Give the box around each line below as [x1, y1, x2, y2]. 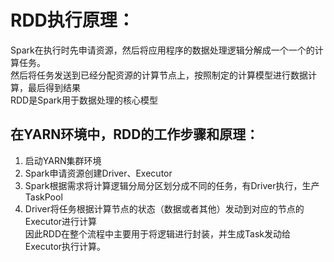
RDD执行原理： [10, 9, 135, 32]
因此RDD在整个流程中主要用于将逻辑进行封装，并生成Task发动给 [24, 227, 291, 240]
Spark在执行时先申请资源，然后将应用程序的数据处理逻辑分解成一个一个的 [10, 44, 315, 56]
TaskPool [24, 191, 63, 203]
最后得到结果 [27, 81, 81, 93]
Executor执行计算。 [24, 240, 107, 252]
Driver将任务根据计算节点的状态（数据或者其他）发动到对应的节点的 [24, 202, 305, 215]
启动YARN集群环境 [24, 154, 102, 166]
